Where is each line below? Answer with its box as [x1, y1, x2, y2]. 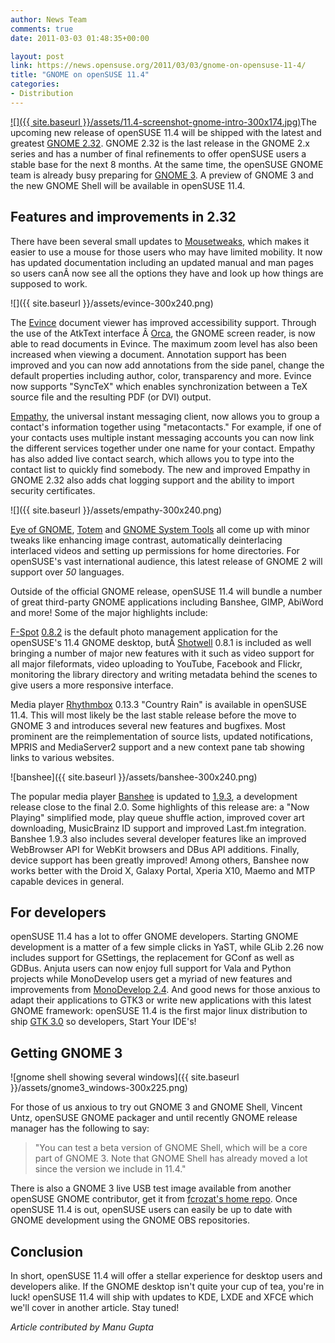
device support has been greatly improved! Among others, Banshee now [10, 854, 310, 866]
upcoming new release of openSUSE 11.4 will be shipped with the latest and [10, 126, 322, 138]
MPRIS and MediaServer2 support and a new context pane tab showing [10, 741, 305, 753]
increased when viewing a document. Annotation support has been [10, 348, 287, 360]
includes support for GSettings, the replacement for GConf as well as [10, 952, 295, 964]
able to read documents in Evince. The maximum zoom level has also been [10, 337, 318, 350]
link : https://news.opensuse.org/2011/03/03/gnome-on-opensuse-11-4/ [10, 61, 307, 71]
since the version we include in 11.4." [34, 1163, 187, 1175]
